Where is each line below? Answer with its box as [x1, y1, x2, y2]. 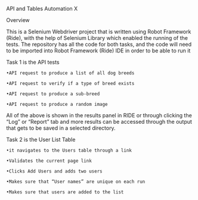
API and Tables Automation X [6, 5, 78, 12]
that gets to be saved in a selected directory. [6, 124, 116, 132]
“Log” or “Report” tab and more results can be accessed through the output [6, 118, 193, 125]
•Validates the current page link [6, 158, 92, 164]
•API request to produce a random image [6, 101, 109, 107]
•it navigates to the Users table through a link [6, 148, 132, 154]
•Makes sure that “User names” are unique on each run [6, 179, 146, 185]
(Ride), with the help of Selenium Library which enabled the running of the [6, 35, 188, 41]
